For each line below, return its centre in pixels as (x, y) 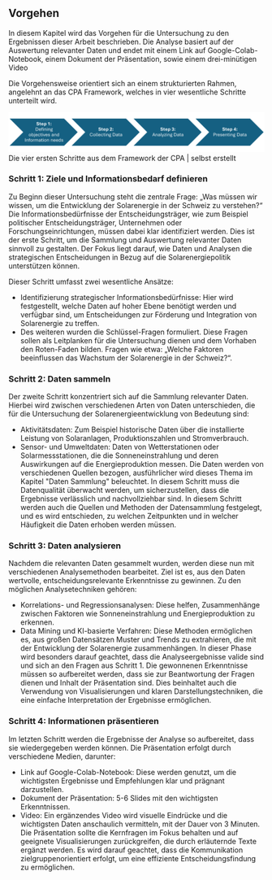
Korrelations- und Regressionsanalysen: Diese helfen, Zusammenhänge (140, 605)
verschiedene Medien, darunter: (62, 756)
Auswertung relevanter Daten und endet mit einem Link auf (107, 50)
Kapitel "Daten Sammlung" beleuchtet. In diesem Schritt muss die (130, 481)
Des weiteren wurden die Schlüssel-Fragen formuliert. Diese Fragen (134, 332)
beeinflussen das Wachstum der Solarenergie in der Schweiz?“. (126, 358)
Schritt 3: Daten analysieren (65, 546)
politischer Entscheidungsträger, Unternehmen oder (95, 222)
